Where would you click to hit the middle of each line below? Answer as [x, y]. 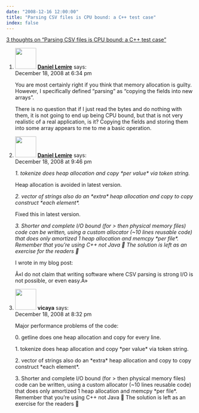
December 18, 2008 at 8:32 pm [53, 315]
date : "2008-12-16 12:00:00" [42, 12]
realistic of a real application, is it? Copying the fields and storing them [101, 122]
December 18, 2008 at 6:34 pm [53, 73]
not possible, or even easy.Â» [51, 281]
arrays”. [25, 98]
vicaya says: [53, 308]
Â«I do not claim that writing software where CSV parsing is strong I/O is [104, 275]
